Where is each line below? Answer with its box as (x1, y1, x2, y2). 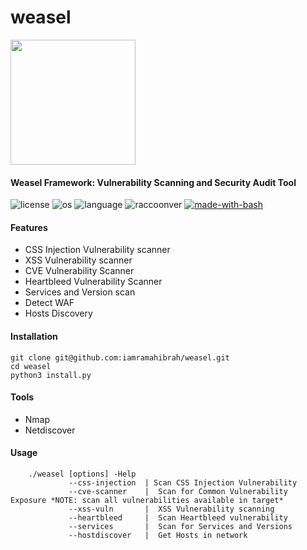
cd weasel (10, 361, 52, 371)
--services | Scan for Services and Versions (68, 521, 293, 531)
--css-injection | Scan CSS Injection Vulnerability (68, 477, 298, 488)
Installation (10, 330, 58, 342)
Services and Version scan (24, 286, 136, 298)
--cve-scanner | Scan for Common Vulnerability (68, 486, 288, 496)
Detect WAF (24, 297, 75, 309)
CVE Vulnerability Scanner (24, 265, 135, 277)
